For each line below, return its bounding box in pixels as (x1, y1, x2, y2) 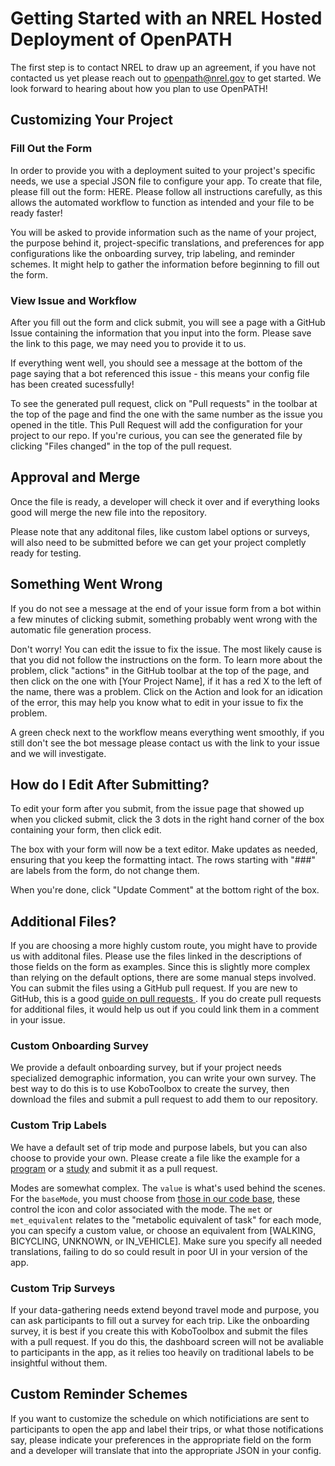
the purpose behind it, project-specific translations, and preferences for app (10, 237, 325, 249)
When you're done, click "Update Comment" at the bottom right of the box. (10, 884, 320, 896)
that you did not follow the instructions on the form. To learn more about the (10, 653, 323, 666)
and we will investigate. (10, 747, 107, 759)
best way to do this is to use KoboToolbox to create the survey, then (10, 1083, 290, 1095)
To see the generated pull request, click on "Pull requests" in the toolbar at (10, 397, 318, 409)
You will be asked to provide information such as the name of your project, (10, 226, 317, 238)
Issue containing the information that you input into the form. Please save (10, 327, 312, 339)
